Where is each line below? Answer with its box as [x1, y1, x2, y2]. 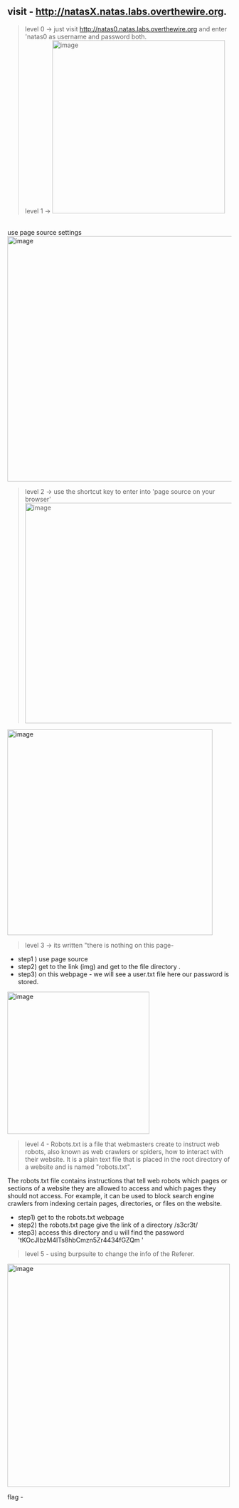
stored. [17, 977, 39, 986]
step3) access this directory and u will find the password [17, 1228, 184, 1237]
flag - [7, 1492, 23, 1501]
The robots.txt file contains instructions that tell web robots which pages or [7, 1176, 228, 1185]
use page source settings [7, 228, 82, 236]
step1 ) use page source [17, 954, 88, 963]
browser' [24, 495, 52, 503]
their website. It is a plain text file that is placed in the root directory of [24, 1155, 230, 1163]
